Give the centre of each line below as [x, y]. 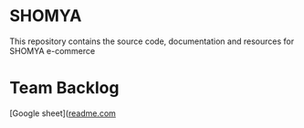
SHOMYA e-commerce [52, 50]
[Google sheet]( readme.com [63, 113]
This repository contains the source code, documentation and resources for [152, 41]
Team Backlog [64, 88]
